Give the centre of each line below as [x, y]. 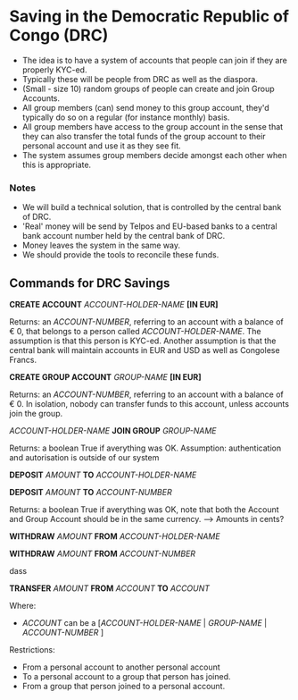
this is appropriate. [57, 164]
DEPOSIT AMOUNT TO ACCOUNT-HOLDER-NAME [103, 475]
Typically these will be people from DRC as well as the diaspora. [140, 79]
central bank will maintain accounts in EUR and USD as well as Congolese [145, 350]
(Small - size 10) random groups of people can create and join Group [148, 89]
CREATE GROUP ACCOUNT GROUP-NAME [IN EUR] [106, 377]
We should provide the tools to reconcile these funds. [120, 255]
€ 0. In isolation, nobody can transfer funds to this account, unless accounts [149, 404]
